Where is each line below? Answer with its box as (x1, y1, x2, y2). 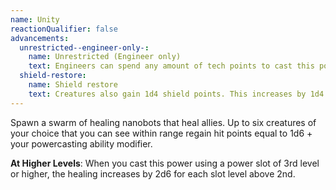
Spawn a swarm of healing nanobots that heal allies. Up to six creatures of (10, 116, 317, 128)
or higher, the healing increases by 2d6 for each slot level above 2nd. (10, 167, 296, 180)
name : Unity (10, 14, 60, 25)
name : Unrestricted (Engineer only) (28, 52, 182, 62)
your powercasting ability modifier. (10, 137, 153, 150)
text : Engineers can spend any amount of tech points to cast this (28, 61, 315, 71)
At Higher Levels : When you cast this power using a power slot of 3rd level (10, 157, 320, 169)
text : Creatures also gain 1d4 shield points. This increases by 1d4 (28, 89, 325, 99)
